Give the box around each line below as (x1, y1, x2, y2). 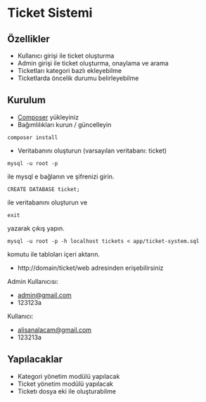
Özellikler (7, 33, 51, 45)
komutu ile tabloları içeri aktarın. (7, 249, 101, 258)
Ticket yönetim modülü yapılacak (17, 380, 114, 388)
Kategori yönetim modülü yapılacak (17, 372, 120, 380)
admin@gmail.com (17, 290, 72, 299)
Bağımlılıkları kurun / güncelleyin (17, 120, 112, 129)
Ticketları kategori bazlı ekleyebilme (17, 67, 122, 74)
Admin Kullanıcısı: (7, 277, 58, 285)
